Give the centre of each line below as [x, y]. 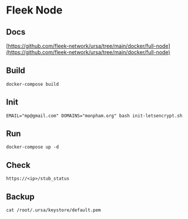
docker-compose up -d [33, 147]
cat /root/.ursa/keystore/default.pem [53, 210]
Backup [20, 196]
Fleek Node [34, 10]
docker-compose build [33, 84]
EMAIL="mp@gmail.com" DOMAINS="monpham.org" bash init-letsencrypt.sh [94, 116]
